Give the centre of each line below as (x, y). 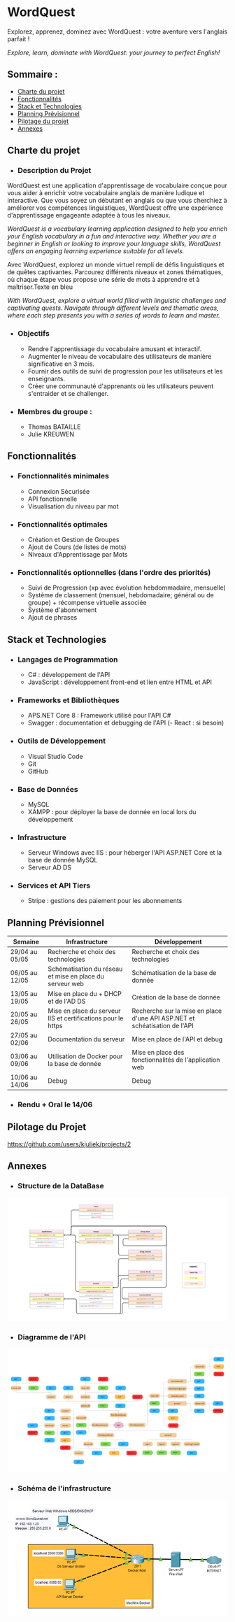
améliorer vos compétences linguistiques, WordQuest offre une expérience (115, 208)
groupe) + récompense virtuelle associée (87, 603)
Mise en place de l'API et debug (177, 1039)
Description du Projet (54, 171)
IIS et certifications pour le (86, 1018)
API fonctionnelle (52, 499)
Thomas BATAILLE (54, 427)
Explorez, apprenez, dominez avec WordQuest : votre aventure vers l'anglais (117, 31)
